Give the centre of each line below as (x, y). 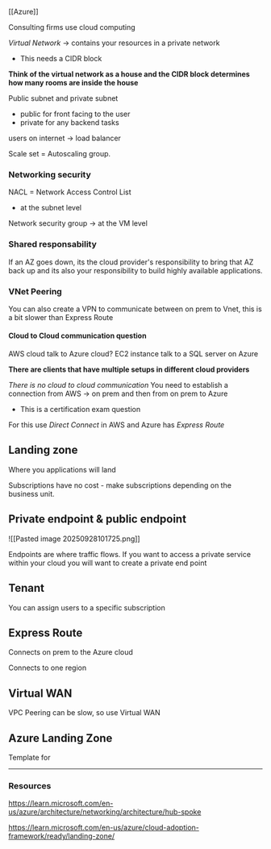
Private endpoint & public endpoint (98, 519)
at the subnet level (51, 208)
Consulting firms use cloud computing (72, 27)
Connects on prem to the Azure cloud (71, 652)
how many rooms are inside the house (73, 83)
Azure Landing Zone (60, 738)
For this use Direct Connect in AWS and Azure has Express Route (117, 425)
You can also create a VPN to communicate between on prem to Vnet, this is (135, 309)
